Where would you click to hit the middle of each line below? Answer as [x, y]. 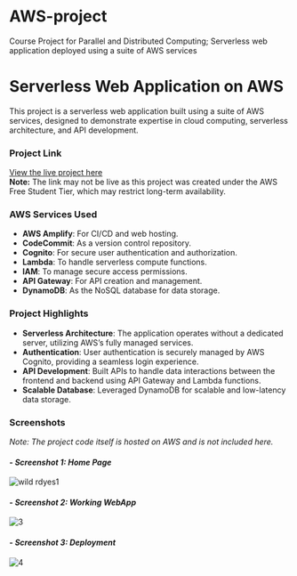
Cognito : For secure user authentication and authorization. [130, 253]
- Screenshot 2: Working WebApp [72, 502]
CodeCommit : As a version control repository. [107, 243]
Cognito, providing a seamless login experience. [110, 361]
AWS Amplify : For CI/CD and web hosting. [100, 234]
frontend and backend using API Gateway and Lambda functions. [141, 380]
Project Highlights [49, 313]
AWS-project [58, 16]
